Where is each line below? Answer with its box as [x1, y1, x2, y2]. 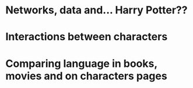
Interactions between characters [5, 30, 168, 44]
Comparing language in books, [5, 57, 158, 70]
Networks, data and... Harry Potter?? [5, 3, 188, 17]
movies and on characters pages [5, 69, 167, 82]
